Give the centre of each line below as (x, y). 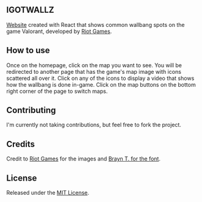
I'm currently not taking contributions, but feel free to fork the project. (94, 125)
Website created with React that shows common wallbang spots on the (96, 24)
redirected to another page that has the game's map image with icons (94, 71)
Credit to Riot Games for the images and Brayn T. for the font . (83, 159)
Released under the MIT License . (48, 193)
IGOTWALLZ (30, 10)
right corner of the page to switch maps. (57, 91)
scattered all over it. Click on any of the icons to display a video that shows (100, 78)
